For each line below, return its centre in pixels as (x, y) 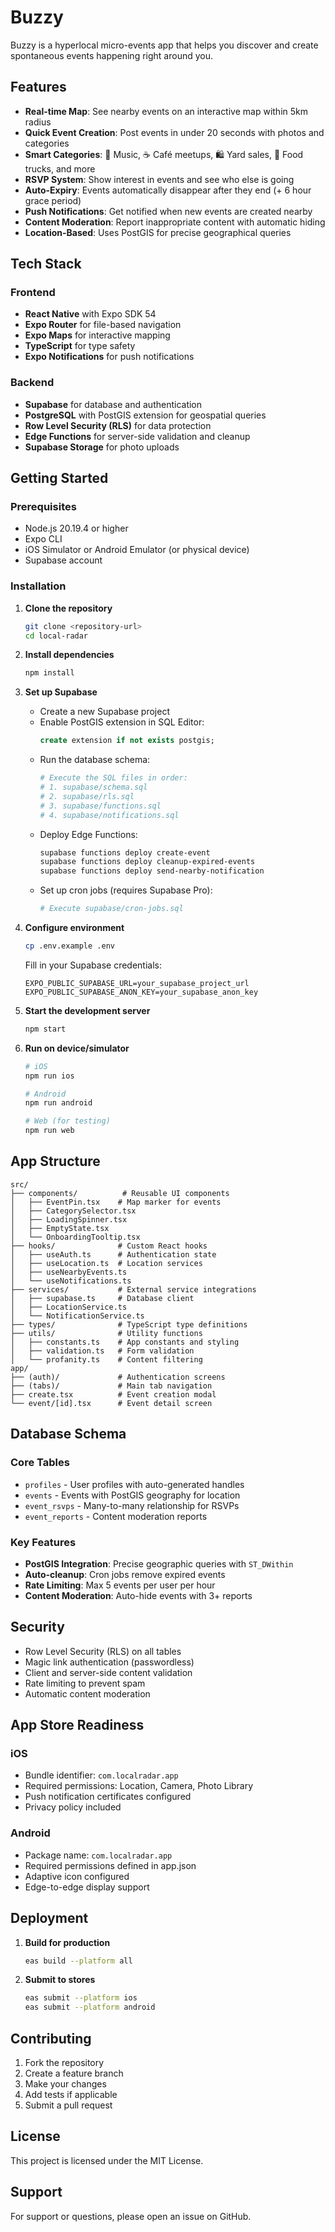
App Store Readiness (77, 1725)
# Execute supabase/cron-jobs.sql (111, 909)
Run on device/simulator (77, 1048)
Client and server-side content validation (108, 1672)
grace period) (53, 200)
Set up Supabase (61, 692)
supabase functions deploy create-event (125, 852)
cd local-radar (56, 636)
